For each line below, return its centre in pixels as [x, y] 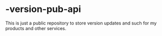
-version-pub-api [43, 9]
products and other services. [36, 28]
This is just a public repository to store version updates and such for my [81, 23]
